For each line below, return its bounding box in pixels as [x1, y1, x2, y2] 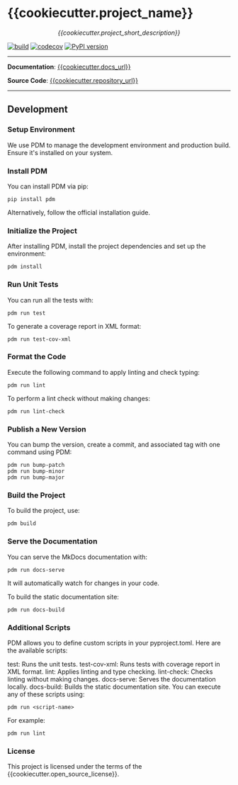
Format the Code [7, 352, 67, 362]
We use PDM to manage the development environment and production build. [7, 140, 231, 149]
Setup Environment [7, 125, 76, 135]
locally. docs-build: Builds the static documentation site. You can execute [7, 682, 221, 691]
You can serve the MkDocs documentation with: [7, 553, 147, 561]
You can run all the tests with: [7, 295, 94, 304]
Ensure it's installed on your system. [7, 148, 113, 157]
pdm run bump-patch [7, 462, 65, 469]
